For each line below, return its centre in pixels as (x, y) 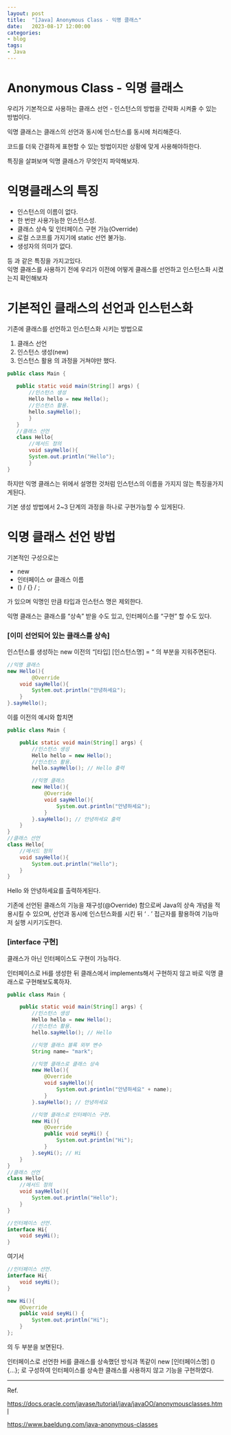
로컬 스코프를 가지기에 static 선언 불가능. (71, 237)
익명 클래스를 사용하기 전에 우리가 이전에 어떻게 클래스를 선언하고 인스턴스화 (109, 269)
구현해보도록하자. (48, 981)
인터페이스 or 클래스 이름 (51, 580)
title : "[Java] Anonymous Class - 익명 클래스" (75, 20)
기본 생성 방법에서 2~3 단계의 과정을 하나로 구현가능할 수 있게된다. (96, 507)
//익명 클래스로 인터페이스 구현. (72, 1115)
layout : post (26, 13)
